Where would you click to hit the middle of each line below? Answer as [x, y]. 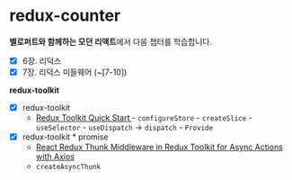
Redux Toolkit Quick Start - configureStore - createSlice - [144, 118]
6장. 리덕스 [41, 60]
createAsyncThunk [68, 167]
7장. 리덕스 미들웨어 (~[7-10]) [75, 72]
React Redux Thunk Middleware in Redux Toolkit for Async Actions [159, 147]
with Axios [55, 157]
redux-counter [65, 16]
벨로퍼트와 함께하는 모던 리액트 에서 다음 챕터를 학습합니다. [111, 41]
